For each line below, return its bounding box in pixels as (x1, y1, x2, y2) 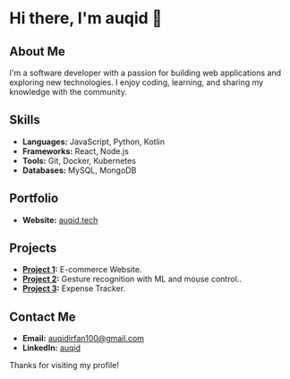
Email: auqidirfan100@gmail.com (21, 333, 145, 344)
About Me (9, 44, 65, 59)
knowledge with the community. (9, 87, 127, 97)
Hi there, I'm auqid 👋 (9, 8, 163, 29)
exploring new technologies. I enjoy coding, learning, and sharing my (9, 77, 264, 88)
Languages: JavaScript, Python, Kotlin (21, 136, 166, 147)
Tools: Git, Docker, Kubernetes (21, 155, 137, 166)
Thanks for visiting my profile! (9, 360, 119, 371)
